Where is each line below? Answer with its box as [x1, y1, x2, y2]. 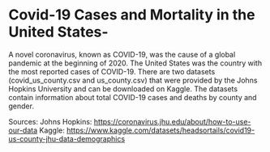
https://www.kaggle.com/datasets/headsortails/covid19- [66, 125, 255, 135]
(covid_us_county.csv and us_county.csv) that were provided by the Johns [8, 75, 258, 85]
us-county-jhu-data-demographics [8, 133, 126, 143]
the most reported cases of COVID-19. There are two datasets [8, 66, 216, 76]
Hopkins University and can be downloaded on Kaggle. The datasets [8, 83, 238, 94]
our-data [8, 125, 38, 135]
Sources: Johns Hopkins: [8, 116, 92, 126]
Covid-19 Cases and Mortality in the [8, 6, 255, 24]
